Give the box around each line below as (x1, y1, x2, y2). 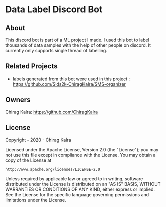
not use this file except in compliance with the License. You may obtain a (5, 152, 156, 158)
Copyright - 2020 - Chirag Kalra (5, 137, 71, 143)
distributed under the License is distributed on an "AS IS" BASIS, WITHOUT (5, 181, 161, 187)
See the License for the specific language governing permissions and (5, 192, 149, 198)
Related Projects (5, 62, 58, 71)
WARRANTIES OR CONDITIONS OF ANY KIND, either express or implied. (5, 186, 155, 192)
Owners (5, 96, 31, 104)
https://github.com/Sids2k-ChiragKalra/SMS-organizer (12, 81, 126, 87)
